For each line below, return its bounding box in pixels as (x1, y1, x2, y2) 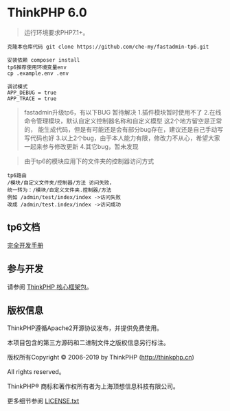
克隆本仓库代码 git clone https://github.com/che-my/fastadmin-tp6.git (7, 43, 209, 50)
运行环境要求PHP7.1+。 (23, 28, 89, 36)
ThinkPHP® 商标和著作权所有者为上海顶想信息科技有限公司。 (7, 382, 180, 390)
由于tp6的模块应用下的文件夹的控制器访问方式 (23, 156, 154, 165)
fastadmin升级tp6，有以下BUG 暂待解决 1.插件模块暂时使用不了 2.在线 (23, 108, 222, 116)
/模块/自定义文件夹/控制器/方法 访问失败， (7, 179, 115, 186)
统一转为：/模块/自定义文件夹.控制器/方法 (7, 187, 112, 193)
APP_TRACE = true (7, 95, 57, 102)
